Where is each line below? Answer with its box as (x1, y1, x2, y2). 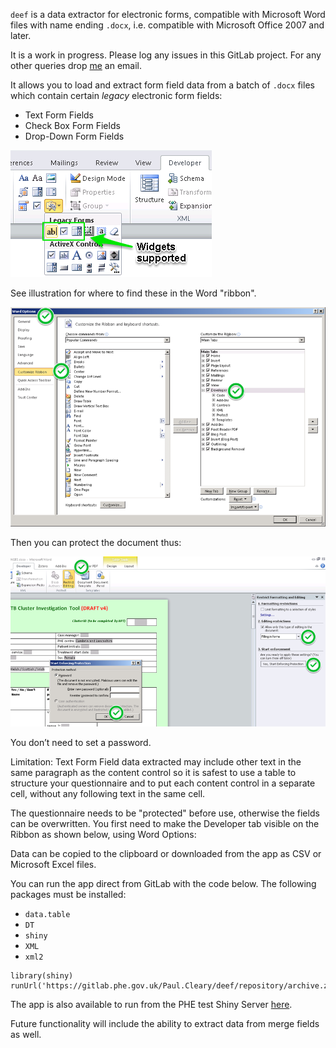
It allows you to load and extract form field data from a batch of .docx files (10, 79, 315, 91)
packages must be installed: (10, 889, 127, 901)
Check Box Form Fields (24, 120, 121, 131)
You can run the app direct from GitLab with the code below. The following (10, 878, 317, 890)
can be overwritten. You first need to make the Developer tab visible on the (10, 818, 320, 830)
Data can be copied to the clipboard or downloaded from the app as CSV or (10, 848, 322, 860)
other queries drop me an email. (10, 60, 142, 71)
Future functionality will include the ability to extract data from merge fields (10, 1018, 320, 1030)
